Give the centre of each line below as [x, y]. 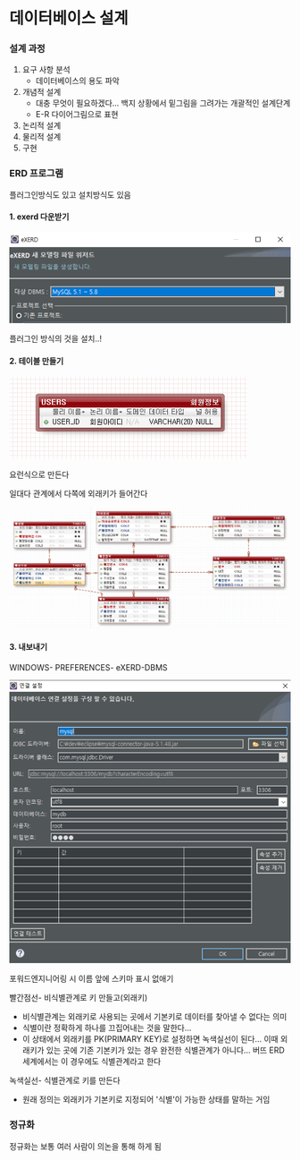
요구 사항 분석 [46, 70]
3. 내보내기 [28, 647]
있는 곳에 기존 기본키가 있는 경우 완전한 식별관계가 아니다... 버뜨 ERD [166, 1050]
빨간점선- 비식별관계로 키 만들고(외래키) [79, 998]
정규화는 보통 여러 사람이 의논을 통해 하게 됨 [86, 1146]
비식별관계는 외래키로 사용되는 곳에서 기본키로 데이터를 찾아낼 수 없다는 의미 [154, 1017]
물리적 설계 [42, 137]
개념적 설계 [42, 92]
